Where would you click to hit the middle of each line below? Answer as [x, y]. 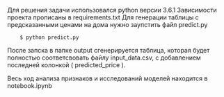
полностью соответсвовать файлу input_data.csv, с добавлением [104, 58]
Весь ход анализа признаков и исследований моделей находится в [107, 78]
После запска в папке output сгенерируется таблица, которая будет [109, 50]
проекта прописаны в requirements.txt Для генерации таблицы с [103, 17]
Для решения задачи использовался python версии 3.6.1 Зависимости [112, 10]
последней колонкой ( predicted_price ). [66, 65]
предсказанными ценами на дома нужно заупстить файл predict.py [107, 25]
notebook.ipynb [30, 86]
